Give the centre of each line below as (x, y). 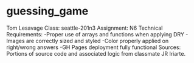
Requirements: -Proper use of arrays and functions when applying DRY (95, 34)
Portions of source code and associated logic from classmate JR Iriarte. (96, 53)
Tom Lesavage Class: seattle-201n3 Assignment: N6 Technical (85, 28)
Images (16, 41)
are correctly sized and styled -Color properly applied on (97, 41)
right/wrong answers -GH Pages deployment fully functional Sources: (94, 47)
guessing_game (47, 11)
